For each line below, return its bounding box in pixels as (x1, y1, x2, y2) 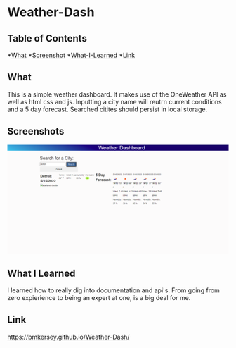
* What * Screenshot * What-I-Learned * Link (7, 51, 136, 59)
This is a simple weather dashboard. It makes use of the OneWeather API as (7, 89, 227, 99)
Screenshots (7, 125, 65, 137)
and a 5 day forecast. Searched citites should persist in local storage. (7, 105, 208, 113)
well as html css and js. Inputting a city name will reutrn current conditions (7, 97, 223, 106)
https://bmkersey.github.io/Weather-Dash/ (7, 333, 130, 341)
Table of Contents (7, 32, 88, 44)
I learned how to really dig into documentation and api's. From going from (7, 286, 220, 294)
